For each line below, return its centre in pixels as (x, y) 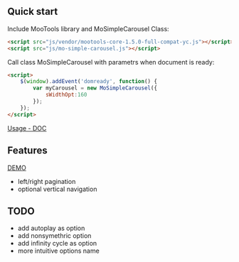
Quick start (33, 12)
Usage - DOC (27, 128)
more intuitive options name (58, 251)
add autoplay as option (51, 228)
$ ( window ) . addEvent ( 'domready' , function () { (89, 82)
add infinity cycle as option (57, 244)
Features (27, 151)
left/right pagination (47, 181)
